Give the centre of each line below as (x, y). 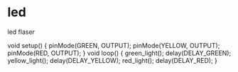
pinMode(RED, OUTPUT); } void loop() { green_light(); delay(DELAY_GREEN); (119, 53)
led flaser (21, 32)
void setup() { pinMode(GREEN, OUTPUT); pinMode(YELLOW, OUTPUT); (114, 45)
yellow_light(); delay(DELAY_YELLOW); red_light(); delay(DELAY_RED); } (113, 60)
